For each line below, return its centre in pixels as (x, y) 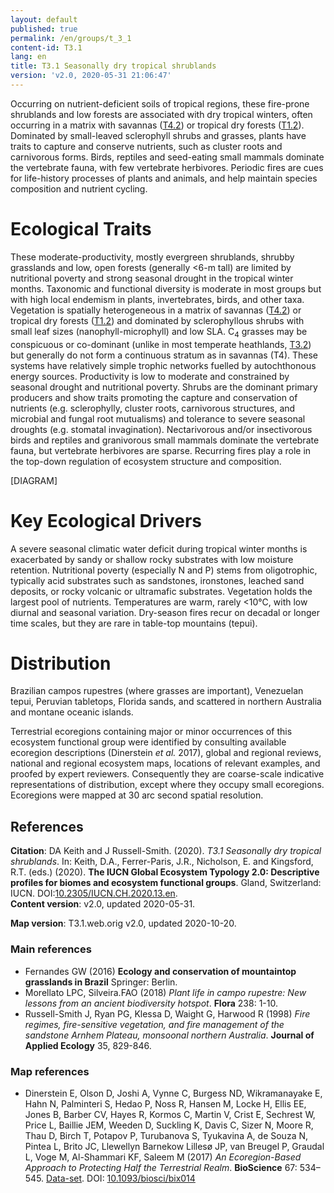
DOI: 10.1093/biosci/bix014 (141, 1178)
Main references (51, 949)
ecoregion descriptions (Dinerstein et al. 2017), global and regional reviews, (166, 753)
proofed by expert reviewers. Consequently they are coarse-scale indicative (167, 774)
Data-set (64, 1178)
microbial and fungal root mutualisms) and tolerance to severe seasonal (158, 418)
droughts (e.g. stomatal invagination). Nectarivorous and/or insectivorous (161, 429)
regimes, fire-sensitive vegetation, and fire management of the (154, 1024)
